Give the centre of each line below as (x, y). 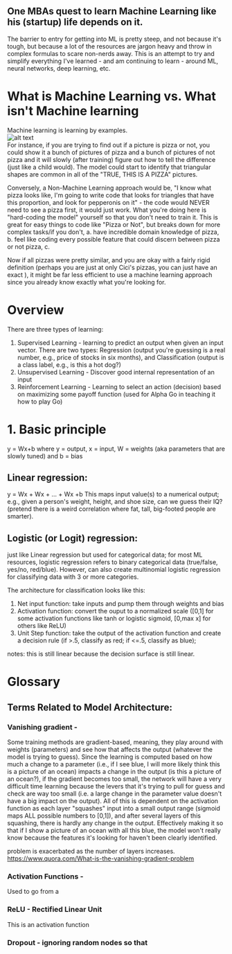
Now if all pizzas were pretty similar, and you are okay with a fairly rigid (109, 260)
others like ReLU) (42, 626)
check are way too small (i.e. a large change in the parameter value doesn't (115, 794)
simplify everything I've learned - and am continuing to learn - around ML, (113, 61)
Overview (36, 310)
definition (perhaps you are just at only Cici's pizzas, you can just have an (112, 267)
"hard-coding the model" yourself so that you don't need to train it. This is (113, 217)
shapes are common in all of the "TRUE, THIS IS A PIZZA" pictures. (102, 174)
